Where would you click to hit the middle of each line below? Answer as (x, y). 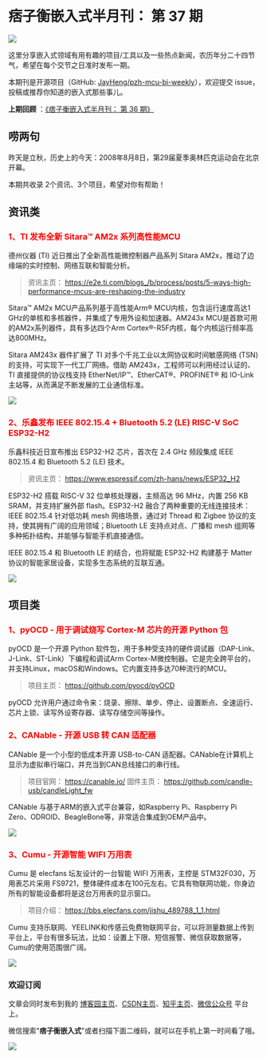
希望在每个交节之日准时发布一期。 (78, 65)
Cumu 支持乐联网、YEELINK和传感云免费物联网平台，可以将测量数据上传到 (131, 927)
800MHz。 (33, 338)
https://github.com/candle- (208, 781)
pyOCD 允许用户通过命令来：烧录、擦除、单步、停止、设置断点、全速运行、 (133, 703)
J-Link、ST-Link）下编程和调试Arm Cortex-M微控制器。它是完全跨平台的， (132, 659)
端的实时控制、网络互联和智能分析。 (74, 265)
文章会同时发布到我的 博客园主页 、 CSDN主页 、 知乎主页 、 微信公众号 (120, 1004)
